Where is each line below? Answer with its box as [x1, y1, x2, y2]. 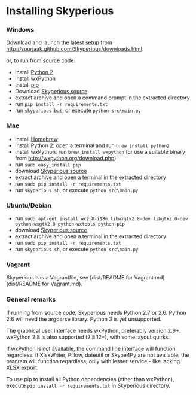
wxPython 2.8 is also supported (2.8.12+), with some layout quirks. [6, 333, 170, 341]
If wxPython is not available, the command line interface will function [6, 345, 176, 352]
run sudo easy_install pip [14, 160, 81, 168]
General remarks [6, 295, 56, 303]
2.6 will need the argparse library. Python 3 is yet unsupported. [6, 315, 161, 323]
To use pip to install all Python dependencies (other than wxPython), [6, 375, 174, 382]
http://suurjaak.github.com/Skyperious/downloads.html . [6, 45, 144, 53]
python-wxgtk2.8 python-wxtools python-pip [14, 221, 125, 227]
